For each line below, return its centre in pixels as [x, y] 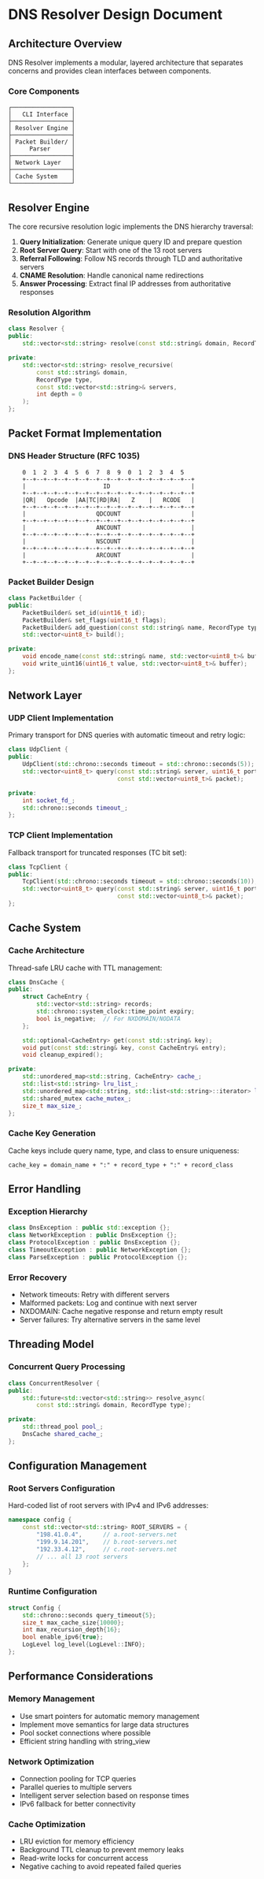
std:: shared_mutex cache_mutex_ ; [77, 1098]
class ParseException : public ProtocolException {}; [98, 1257]
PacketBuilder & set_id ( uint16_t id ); [84, 612]
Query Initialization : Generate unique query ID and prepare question [130, 242]
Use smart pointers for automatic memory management [110, 1716]
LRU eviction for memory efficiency [77, 1841]
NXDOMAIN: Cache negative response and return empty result [121, 1312]
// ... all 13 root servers [82, 1557]
